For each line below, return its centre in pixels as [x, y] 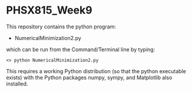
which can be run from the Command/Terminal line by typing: [81, 49]
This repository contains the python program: [61, 27]
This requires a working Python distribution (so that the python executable [96, 71]
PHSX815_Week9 [49, 10]
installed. [17, 84]
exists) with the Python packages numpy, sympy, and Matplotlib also [89, 77]
